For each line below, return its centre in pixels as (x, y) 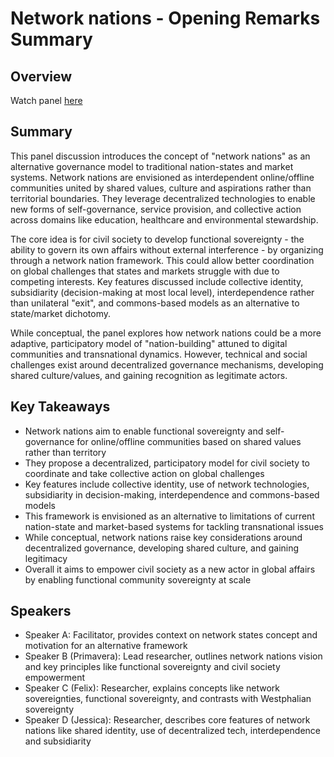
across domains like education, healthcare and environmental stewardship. (164, 219)
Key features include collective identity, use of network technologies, (167, 484)
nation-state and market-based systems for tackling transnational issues (174, 526)
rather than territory (65, 452)
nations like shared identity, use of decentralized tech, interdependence (173, 731)
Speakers (41, 611)
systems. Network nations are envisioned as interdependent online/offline (162, 177)
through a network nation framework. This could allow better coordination (162, 260)
